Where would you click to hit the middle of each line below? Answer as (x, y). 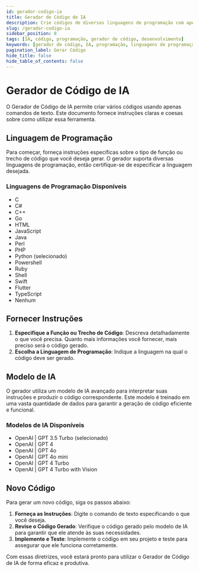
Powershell (28, 262)
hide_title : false (29, 56)
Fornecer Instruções (44, 318)
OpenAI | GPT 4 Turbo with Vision (56, 470)
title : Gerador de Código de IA (46, 17)
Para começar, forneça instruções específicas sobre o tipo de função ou (94, 152)
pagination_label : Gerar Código (46, 50)
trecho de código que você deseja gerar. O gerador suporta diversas (90, 159)
